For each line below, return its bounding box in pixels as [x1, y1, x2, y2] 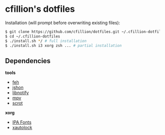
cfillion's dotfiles [5, 3, 75, 15]
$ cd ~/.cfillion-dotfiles [5, 34, 60, 39]
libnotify [12, 90, 29, 96]
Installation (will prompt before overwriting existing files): [5, 20, 120, 26]
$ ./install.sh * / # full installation [5, 38, 87, 43]
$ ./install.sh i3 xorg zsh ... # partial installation [5, 43, 122, 48]
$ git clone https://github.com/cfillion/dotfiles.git [5, 29, 120, 34]
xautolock [12, 125, 32, 131]
